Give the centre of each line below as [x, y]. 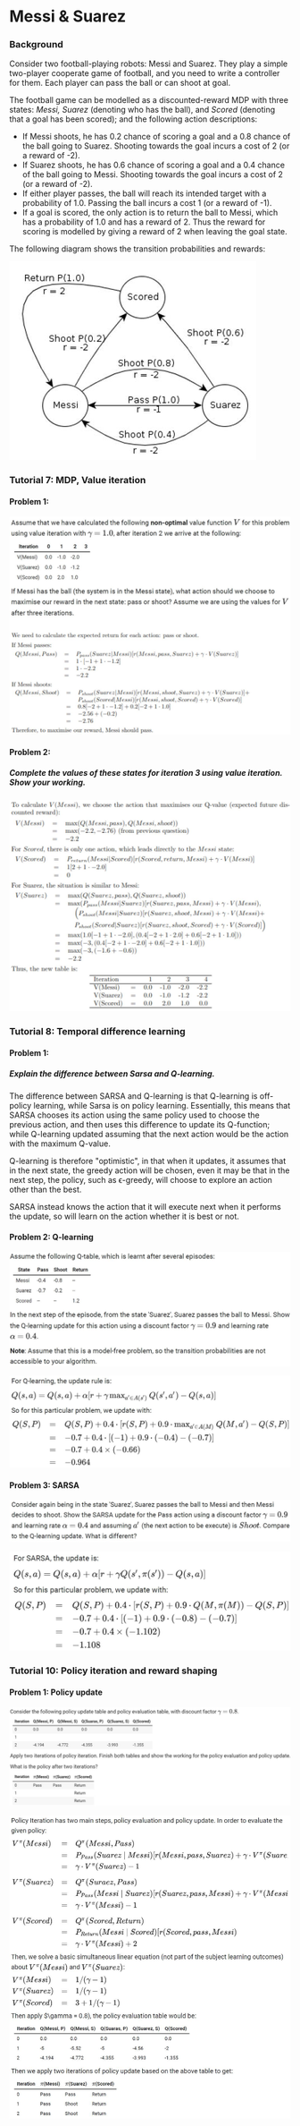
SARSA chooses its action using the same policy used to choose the [135, 1115]
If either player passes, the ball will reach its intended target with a [144, 193]
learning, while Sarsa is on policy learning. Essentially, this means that [162, 1105]
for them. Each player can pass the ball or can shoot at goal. [120, 83]
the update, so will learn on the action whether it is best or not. [124, 1216]
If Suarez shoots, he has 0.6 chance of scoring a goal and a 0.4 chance [154, 165]
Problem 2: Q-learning [51, 1237]
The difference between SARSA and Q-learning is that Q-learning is [133, 1096]
